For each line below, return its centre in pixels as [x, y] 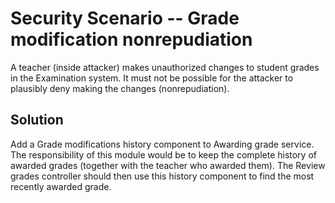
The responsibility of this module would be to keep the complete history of [163, 154]
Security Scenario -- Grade [125, 18]
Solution [37, 120]
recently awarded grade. [61, 186]
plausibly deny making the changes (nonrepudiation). [120, 88]
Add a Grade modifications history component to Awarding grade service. [162, 144]
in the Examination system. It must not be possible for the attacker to [152, 78]
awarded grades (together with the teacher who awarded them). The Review [168, 165]
